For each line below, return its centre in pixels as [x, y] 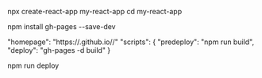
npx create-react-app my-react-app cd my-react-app [95, 11]
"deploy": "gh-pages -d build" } [59, 50]
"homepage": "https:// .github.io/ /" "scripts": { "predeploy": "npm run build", [131, 42]
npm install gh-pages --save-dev [62, 26]
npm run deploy [33, 65]
